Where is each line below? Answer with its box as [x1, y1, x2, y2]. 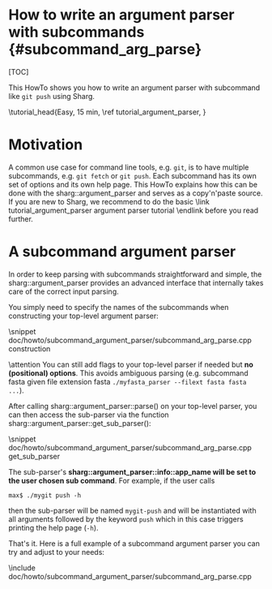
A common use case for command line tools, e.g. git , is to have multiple [8, 162, 249, 172]
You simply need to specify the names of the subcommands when [8, 302, 229, 312]
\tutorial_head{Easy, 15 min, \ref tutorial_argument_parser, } [8, 107, 206, 117]
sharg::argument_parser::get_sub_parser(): [8, 418, 151, 428]
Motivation [8, 135, 83, 154]
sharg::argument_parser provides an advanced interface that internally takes [8, 277, 264, 287]
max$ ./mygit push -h [8, 491, 82, 500]
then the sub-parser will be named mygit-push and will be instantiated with [8, 505, 257, 515]
